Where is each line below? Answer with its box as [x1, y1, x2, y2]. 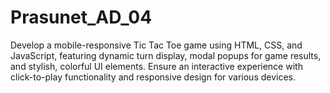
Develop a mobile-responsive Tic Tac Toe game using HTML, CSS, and [10, 39, 303, 51]
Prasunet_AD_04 [10, 6, 153, 29]
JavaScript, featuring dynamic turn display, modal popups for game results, [10, 49, 322, 61]
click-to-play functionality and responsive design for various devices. [10, 71, 297, 83]
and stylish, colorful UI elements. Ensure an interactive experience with [10, 60, 303, 72]
